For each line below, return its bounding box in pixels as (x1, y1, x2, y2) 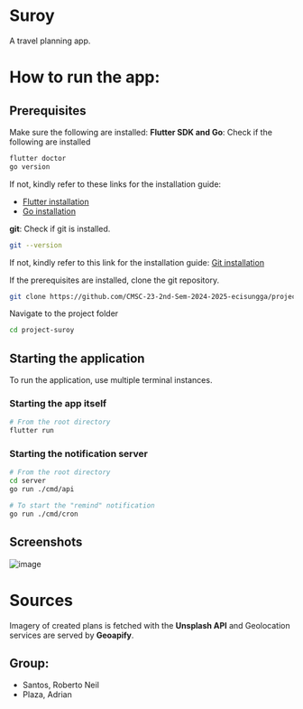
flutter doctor (9, 154, 67, 163)
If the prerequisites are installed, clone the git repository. (9, 275, 219, 285)
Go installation (22, 205, 77, 217)
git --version (9, 240, 63, 249)
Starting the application (9, 350, 145, 366)
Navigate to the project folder (9, 308, 119, 319)
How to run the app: (9, 67, 161, 88)
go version (9, 162, 50, 172)
